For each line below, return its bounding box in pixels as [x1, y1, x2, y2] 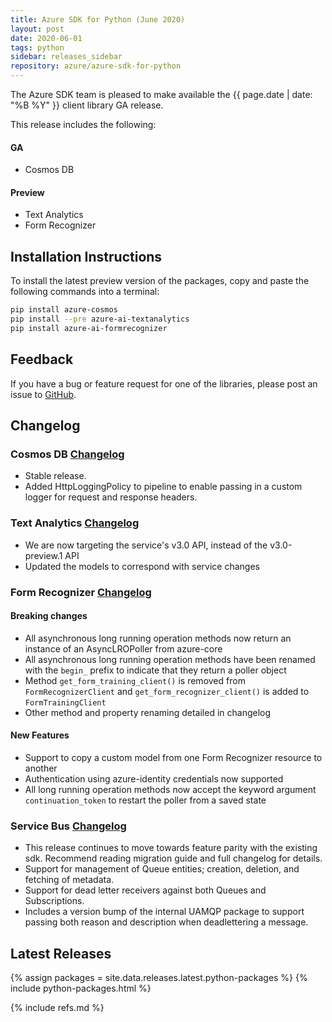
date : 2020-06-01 [10, 33, 83, 43]
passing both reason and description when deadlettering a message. [24, 916, 309, 928]
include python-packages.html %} [10, 982, 152, 995]
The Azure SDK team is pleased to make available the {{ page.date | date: [10, 89, 313, 100]
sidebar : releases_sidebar [10, 52, 123, 62]
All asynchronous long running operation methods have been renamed [24, 653, 316, 665]
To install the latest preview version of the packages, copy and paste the [10, 275, 310, 287]
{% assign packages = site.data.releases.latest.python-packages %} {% [10, 972, 308, 984]
